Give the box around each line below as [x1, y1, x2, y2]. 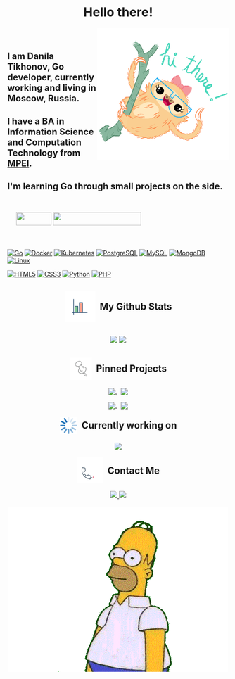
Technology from [7, 147, 81, 158]
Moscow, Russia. [7, 92, 80, 104]
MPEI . [7, 158, 33, 169]
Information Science [7, 126, 94, 137]
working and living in [7, 82, 96, 94]
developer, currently [7, 71, 95, 83]
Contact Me [107, 464, 160, 476]
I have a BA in [7, 115, 65, 127]
